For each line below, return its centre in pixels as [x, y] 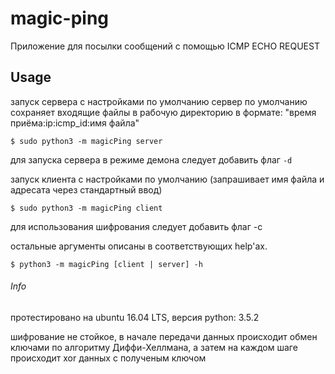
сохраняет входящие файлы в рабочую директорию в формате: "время [163, 112]
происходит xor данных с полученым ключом [108, 358]
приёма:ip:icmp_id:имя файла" [75, 123]
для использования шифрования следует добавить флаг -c [136, 226]
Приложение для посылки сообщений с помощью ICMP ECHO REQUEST [165, 46]
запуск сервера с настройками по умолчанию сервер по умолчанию [159, 101]
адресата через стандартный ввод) [86, 189]
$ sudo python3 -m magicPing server [86, 141]
